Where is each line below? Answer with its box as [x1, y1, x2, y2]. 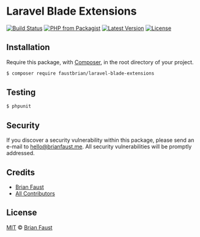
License [6, 208, 37, 218]
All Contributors [15, 189, 55, 197]
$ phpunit [6, 103, 32, 109]
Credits [6, 167, 35, 178]
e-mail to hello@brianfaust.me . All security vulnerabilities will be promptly [6, 143, 192, 150]
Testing [6, 87, 36, 98]
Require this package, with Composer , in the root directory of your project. [6, 58, 194, 65]
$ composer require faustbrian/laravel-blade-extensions [6, 70, 155, 76]
